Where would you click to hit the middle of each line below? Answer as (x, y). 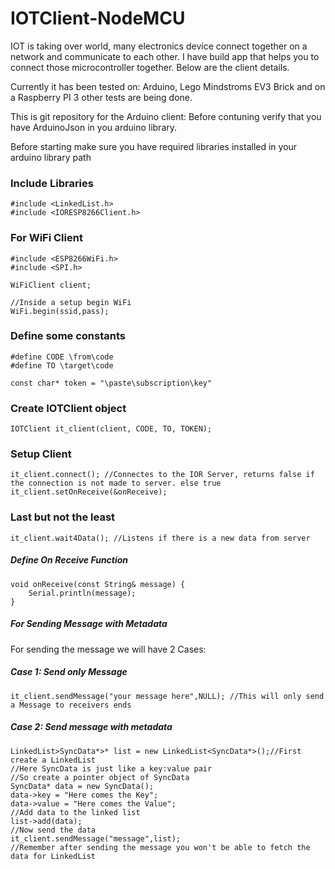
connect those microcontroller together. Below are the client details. (150, 67)
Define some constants (68, 336)
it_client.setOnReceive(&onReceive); (89, 492)
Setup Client (41, 454)
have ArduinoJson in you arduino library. (94, 127)
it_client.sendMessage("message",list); (96, 838)
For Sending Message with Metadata (89, 624)
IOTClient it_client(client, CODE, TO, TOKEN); (111, 429)
